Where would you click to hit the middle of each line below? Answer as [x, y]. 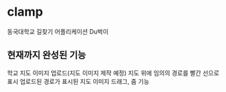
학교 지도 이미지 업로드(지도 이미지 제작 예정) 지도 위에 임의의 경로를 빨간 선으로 [113, 73]
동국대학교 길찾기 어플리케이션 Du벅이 [58, 31]
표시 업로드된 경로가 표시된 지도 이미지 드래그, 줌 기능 [78, 81]
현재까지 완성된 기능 [47, 55]
